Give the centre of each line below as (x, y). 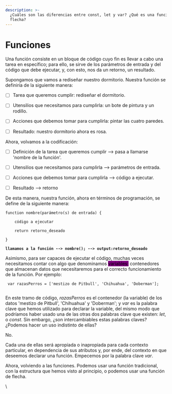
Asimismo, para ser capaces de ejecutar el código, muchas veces (75, 258)
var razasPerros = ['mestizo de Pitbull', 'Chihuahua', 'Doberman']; (83, 284)
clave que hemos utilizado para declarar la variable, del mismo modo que (82, 309)
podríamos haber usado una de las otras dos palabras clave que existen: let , (86, 314)
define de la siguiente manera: (37, 203)
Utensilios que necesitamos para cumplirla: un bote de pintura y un (83, 105)
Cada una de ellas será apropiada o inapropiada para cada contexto (77, 345)
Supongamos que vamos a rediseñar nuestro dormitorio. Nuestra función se (85, 80)
